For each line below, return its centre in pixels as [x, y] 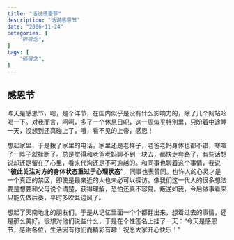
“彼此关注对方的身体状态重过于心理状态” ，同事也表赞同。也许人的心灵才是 [114, 172]
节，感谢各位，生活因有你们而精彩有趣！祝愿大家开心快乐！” [94, 230]
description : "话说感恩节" [44, 20]
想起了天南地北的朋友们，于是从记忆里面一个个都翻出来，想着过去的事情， [114, 212]
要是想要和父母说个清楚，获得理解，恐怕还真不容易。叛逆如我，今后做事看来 [117, 189]
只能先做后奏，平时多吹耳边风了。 [56, 198]
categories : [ [28, 33]
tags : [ [18, 53]
